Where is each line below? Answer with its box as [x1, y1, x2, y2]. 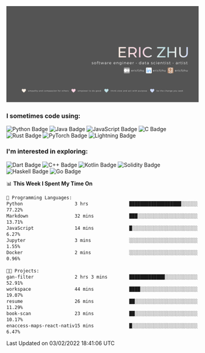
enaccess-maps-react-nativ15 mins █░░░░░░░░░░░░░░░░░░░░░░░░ [6, 323, 198, 329]
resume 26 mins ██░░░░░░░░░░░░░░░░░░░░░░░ [6, 298, 198, 304]
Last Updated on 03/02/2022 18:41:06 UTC [6, 339, 115, 347]
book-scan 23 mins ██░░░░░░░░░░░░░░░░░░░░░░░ [6, 310, 198, 316]
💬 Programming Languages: [6, 194, 72, 201]
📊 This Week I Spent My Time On [6, 180, 93, 187]
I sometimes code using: [6, 112, 81, 120]
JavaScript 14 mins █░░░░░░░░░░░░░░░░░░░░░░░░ [6, 225, 198, 231]
